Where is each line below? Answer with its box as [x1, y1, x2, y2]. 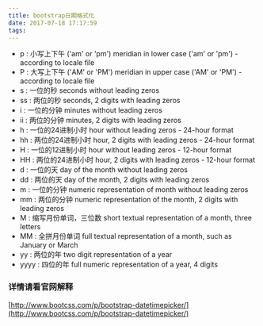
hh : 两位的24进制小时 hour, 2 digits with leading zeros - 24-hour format [19, 136, 255, 145]
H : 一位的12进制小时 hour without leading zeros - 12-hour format [19, 145, 232, 155]
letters [19, 222, 41, 232]
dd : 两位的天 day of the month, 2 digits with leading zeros [19, 175, 210, 185]
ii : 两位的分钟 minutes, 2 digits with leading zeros [19, 116, 182, 125]
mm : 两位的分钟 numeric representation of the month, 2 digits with [19, 195, 238, 205]
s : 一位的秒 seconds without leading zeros [19, 86, 160, 95]
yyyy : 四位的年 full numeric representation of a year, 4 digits [19, 259, 219, 270]
